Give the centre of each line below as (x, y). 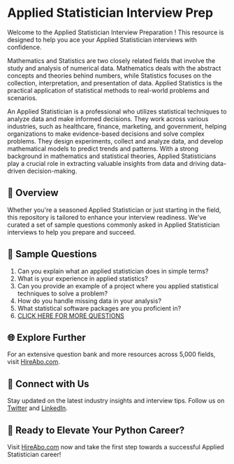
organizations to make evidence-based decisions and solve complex (106, 134)
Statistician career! (34, 454)
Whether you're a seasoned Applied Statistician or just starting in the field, (114, 210)
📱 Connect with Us (48, 384)
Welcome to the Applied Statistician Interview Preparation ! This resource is (116, 32)
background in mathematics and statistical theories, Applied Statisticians (112, 156)
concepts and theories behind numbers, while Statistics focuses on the (109, 76)
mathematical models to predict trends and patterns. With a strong (103, 148)
